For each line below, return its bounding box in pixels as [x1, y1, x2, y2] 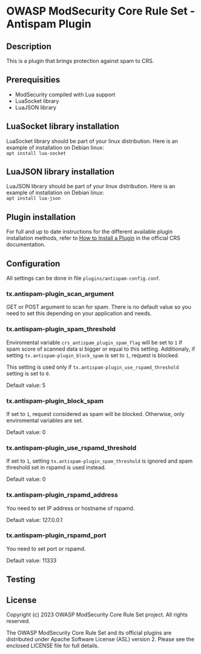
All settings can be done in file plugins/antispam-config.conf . [6, 274, 161, 282]
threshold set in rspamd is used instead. [6, 464, 107, 471]
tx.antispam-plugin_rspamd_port [6, 531, 107, 540]
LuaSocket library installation [6, 121, 119, 131]
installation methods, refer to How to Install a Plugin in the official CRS [6, 234, 180, 242]
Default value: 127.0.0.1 [6, 516, 63, 523]
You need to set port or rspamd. [6, 545, 86, 552]
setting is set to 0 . [6, 369, 50, 377]
